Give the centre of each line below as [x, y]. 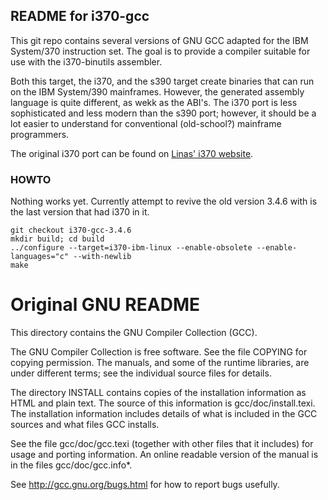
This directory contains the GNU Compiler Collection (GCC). [134, 333]
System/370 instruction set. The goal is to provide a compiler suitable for [160, 51]
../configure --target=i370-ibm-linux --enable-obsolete [131, 248]
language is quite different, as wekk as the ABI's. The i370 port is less [154, 102]
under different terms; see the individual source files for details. [141, 373]
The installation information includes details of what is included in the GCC [164, 414]
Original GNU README [105, 305]
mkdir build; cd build [57, 239]
